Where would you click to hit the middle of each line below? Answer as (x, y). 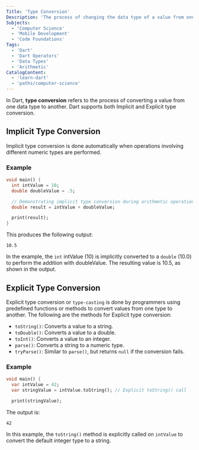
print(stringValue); (37, 401)
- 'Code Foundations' (38, 39)
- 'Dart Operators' (36, 56)
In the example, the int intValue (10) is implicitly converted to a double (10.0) (99, 256)
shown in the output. (31, 269)
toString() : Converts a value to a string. (64, 327)
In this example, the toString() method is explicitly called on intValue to (94, 434)
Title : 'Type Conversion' (38, 12)
